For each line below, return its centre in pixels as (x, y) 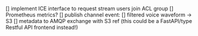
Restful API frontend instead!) (42, 27)
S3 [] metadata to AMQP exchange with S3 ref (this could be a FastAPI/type (99, 21)
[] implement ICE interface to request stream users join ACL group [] (90, 9)
